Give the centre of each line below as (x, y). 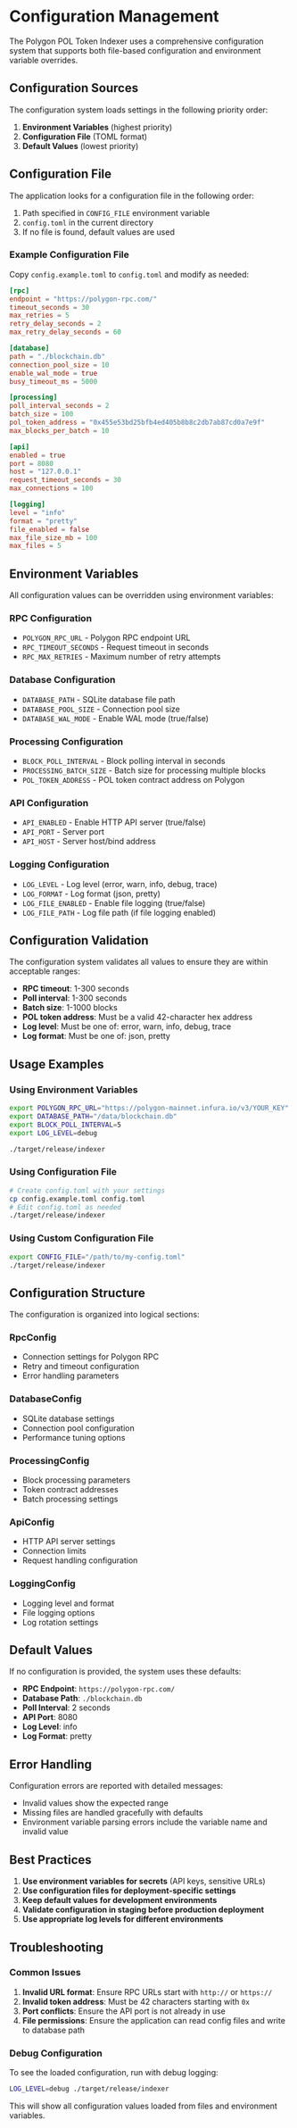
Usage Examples (57, 1064)
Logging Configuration (59, 865)
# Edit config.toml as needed (66, 1207)
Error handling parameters (70, 1376)
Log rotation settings (60, 1622)
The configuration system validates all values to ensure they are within (139, 962)
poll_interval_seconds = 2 (59, 406)
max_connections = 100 (51, 488)
